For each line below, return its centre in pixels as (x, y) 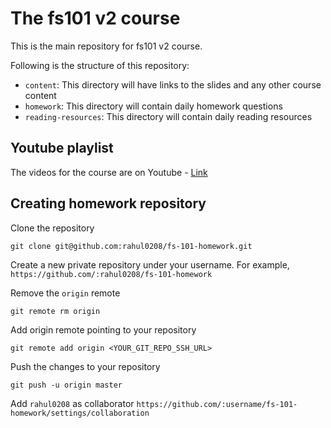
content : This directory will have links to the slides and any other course (173, 84)
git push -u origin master (66, 385)
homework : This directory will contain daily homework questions (153, 106)
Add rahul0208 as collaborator (72, 403)
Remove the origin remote (65, 293)
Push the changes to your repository (85, 366)
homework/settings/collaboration (80, 413)
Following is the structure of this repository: (100, 65)
